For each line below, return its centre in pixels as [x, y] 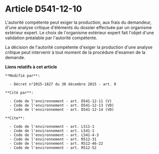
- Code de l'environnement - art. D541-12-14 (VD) [62, 109]
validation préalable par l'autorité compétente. [51, 38]
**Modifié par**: [23, 76]
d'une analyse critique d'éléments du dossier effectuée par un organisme [79, 27]
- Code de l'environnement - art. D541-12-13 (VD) [62, 105]
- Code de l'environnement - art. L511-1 [52, 126]
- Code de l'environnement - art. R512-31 [53, 139]
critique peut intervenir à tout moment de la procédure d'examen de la [75, 52]
